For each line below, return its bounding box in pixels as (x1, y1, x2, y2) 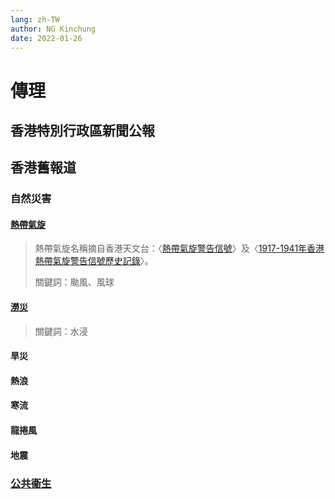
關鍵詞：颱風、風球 (34, 276, 115, 288)
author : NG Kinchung (10, 24, 97, 34)
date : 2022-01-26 (10, 33, 83, 43)
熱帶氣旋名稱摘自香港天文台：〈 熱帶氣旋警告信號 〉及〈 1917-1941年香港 (34, 242, 325, 255)
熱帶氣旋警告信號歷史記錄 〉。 (34, 255, 154, 267)
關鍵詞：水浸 (34, 325, 88, 337)
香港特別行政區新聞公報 (10, 122, 155, 139)
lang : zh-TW (10, 14, 60, 25)
